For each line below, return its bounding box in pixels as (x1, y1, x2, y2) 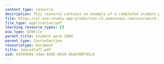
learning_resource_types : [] (5, 25, 64, 30)
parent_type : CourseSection (5, 38, 62, 43)
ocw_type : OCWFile (5, 29, 42, 34)
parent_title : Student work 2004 (5, 34, 73, 39)
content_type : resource (5, 7, 54, 12)
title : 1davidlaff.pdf (5, 47, 51, 52)
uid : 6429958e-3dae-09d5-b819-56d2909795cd (5, 51, 95, 57)
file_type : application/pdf (5, 20, 62, 26)
